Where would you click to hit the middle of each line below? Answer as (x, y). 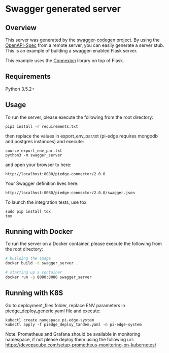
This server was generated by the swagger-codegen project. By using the (82, 40)
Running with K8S (34, 293)
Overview (21, 28)
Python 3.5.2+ (20, 89)
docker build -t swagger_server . (42, 263)
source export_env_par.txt (34, 151)
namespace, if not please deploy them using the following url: (70, 339)
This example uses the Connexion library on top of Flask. (65, 61)
